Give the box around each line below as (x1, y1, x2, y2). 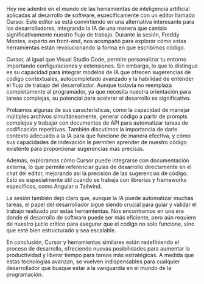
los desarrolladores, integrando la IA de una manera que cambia (6, 24, 167, 32)
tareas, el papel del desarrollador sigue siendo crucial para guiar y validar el (6, 201, 197, 208)
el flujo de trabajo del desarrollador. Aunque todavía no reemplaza (6, 81, 172, 89)
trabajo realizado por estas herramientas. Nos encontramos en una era (6, 207, 185, 215)
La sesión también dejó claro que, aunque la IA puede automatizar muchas (6, 195, 194, 201)
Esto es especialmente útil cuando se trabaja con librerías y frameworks (6, 176, 187, 183)
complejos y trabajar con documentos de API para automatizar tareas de (6, 119, 189, 126)
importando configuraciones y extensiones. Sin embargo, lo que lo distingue (6, 62, 198, 69)
